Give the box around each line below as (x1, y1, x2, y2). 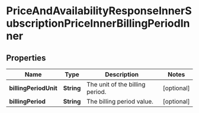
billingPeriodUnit (9, 84, 57, 92)
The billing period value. (86, 98, 154, 105)
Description (104, 70, 139, 78)
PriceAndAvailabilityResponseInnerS (6, 4, 192, 18)
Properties (6, 53, 46, 63)
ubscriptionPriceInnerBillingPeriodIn (6, 17, 190, 30)
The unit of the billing (86, 80, 146, 88)
